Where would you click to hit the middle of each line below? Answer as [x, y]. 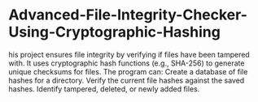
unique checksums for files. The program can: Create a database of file [128, 71]
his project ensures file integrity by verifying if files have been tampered [129, 54]
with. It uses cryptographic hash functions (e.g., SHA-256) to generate [127, 63]
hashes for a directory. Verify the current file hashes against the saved [127, 80]
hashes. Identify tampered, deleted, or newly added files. [104, 89]
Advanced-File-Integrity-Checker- [128, 15]
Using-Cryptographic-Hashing [115, 32]
